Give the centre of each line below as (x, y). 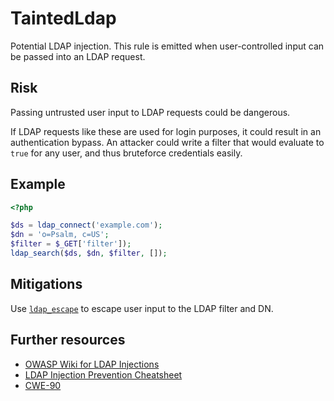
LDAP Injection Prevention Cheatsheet (103, 374)
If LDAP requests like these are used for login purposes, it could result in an (166, 131)
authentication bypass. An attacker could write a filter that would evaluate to (167, 142)
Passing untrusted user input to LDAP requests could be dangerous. (150, 112)
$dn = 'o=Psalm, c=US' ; (60, 235)
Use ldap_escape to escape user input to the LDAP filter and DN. (142, 308)
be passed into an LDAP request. (78, 56)
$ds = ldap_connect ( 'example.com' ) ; (86, 225)
